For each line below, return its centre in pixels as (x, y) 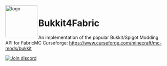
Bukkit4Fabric (69, 23)
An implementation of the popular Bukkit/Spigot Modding (98, 37)
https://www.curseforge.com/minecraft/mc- (115, 42)
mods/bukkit (18, 48)
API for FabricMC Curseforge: (37, 42)
